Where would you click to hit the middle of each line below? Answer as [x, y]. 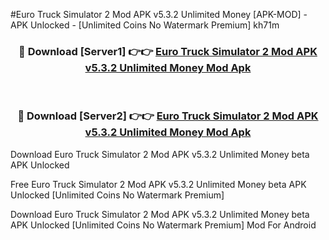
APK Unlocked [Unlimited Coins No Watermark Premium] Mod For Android [163, 225]
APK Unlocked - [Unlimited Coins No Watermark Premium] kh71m [145, 25]
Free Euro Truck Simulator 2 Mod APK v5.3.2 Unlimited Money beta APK [158, 184]
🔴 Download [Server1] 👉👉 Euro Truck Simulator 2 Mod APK [168, 51]
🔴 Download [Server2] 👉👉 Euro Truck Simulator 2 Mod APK [168, 116]
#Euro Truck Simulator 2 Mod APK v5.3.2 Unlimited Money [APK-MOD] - [159, 14]
